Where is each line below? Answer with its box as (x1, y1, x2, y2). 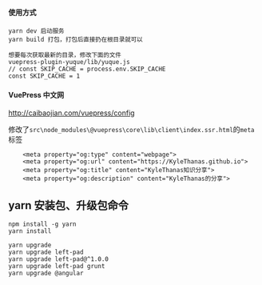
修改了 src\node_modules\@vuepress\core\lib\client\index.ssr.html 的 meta (8, 125, 255, 134)
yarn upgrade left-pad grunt (8, 263, 105, 271)
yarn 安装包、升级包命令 (8, 199, 129, 212)
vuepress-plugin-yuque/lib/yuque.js (8, 58, 130, 66)
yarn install (8, 227, 52, 235)
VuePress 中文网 (8, 90, 65, 99)
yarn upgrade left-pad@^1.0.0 (8, 255, 109, 263)
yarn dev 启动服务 (8, 27, 65, 35)
